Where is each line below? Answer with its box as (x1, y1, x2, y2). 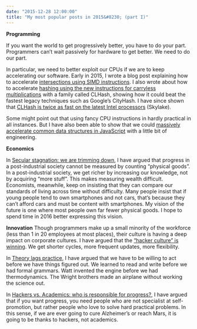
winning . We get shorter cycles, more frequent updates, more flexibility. (6, 243, 180, 250)
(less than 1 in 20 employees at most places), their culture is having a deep (6, 231, 187, 238)
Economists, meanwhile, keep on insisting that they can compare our (6, 181, 173, 189)
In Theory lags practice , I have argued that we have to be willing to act (6, 254, 176, 261)
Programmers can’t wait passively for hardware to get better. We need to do (6, 48, 190, 55)
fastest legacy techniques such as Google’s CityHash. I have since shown (6, 97, 184, 104)
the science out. (6, 279, 45, 287)
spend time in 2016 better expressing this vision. (6, 213, 123, 220)
